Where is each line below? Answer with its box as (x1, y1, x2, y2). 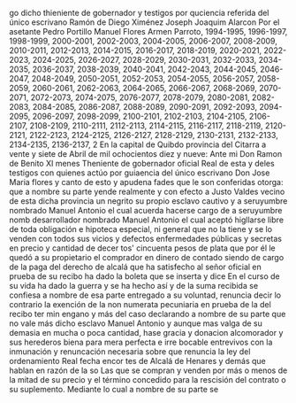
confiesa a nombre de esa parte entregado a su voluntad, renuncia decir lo (9, 290, 281, 300)
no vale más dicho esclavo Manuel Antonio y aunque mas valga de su (9, 318, 263, 329)
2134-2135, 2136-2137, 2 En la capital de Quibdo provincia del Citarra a (9, 139, 267, 150)
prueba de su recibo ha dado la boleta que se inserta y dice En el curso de (9, 271, 280, 282)
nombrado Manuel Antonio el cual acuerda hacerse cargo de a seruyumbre (9, 205, 283, 215)
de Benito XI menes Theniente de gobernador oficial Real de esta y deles (9, 159, 276, 168)
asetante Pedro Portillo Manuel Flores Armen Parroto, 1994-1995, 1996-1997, (9, 27, 288, 36)
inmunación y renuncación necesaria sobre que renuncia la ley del (9, 346, 251, 357)
